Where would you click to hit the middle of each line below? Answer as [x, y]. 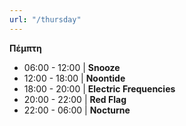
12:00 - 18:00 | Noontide [74, 78]
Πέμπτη [25, 48]
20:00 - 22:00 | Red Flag [75, 99]
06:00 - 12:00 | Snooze [72, 67]
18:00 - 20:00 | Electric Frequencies [99, 88]
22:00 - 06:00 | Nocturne [77, 110]
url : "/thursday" [45, 19]
